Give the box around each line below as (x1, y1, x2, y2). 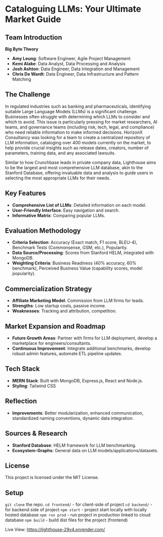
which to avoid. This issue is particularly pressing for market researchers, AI (5, 119, 158, 125)
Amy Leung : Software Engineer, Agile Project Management (12, 56, 131, 61)
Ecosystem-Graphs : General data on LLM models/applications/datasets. (12, 447, 159, 453)
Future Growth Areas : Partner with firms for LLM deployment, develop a (12, 335, 157, 341)
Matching (12, 77, 32, 82)
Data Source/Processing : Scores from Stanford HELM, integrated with (12, 250, 154, 256)
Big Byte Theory (5, 46, 39, 52)
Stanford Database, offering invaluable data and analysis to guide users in (5, 170, 153, 176)
